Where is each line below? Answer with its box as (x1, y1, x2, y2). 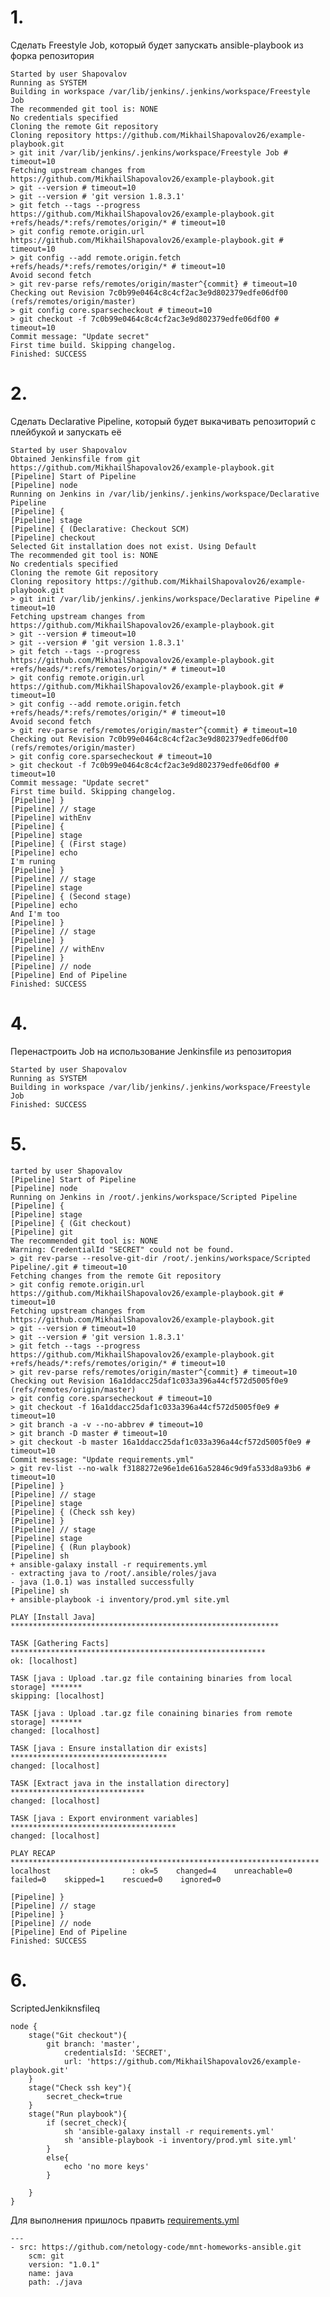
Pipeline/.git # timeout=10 (10, 1262, 128, 1272)
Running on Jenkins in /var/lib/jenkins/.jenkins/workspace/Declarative (10, 489, 320, 499)
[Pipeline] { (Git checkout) (10, 1218, 132, 1228)
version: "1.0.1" (28, 2259, 101, 2270)
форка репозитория (10, 49, 95, 61)
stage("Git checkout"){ (28, 2030, 128, 2040)
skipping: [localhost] (10, 1691, 105, 1701)
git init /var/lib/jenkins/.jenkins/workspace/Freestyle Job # (19, 147, 288, 158)
